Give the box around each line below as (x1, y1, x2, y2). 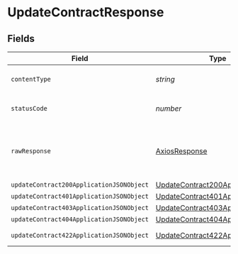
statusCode (11, 104, 47, 112)
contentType (11, 75, 52, 83)
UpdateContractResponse (7, 4, 164, 21)
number (155, 104, 182, 114)
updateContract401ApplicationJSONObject (11, 192, 149, 200)
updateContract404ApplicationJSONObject (11, 216, 149, 223)
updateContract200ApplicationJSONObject (11, 181, 149, 189)
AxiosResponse (155, 146, 208, 156)
